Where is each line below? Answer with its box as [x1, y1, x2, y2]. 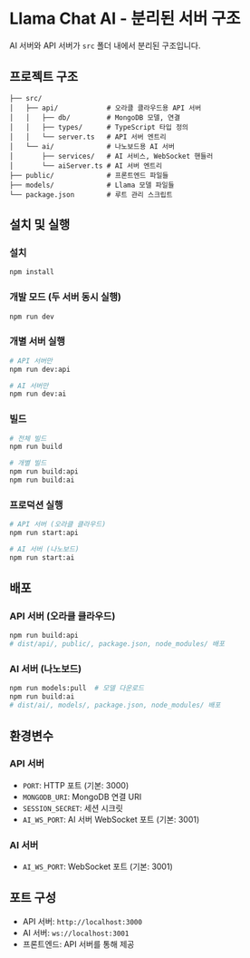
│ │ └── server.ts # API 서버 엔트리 [9, 132, 167, 142]
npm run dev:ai [9, 389, 67, 399]
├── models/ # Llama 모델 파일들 [9, 181, 175, 190]
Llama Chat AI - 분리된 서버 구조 [9, 8, 242, 29]
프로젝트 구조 [9, 69, 79, 84]
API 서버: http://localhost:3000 [22, 915, 143, 926]
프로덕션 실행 [9, 498, 63, 511]
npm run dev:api [9, 365, 71, 374]
